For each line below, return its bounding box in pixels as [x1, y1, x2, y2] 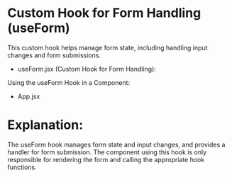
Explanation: [7, 117, 84, 133]
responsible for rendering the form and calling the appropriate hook [7, 155, 205, 164]
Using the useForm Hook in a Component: [7, 78, 130, 86]
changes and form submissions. [7, 51, 101, 59]
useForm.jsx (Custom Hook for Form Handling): [17, 64, 156, 73]
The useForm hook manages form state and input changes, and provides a [7, 140, 226, 149]
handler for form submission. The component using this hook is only [7, 147, 207, 156]
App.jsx [17, 92, 40, 101]
